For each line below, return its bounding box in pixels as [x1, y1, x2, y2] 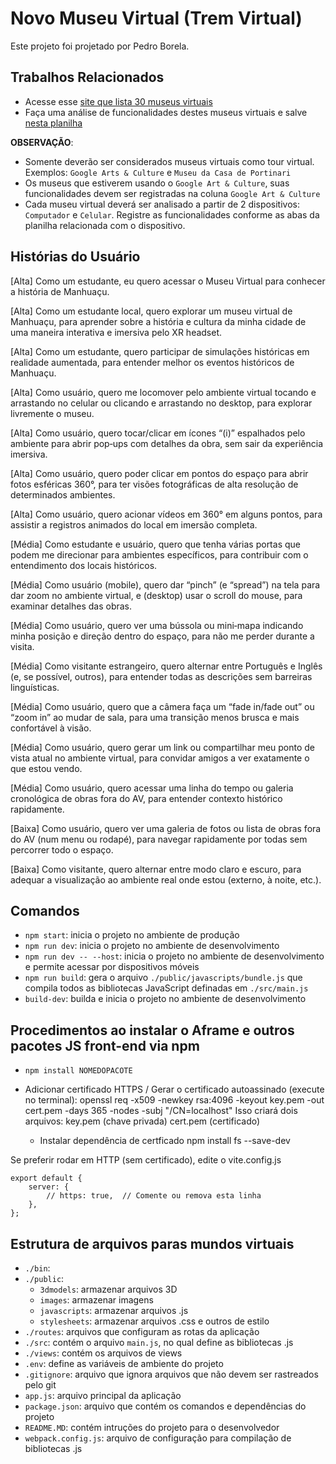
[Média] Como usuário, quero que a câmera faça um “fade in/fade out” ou [10, 700, 315, 712]
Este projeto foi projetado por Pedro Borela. [10, 40, 190, 52]
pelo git [24, 1379, 57, 1391]
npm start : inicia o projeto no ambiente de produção [24, 929, 240, 941]
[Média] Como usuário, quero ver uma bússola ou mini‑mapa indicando [10, 619, 304, 631]
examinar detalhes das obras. [10, 600, 133, 612]
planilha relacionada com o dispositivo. [24, 219, 186, 231]
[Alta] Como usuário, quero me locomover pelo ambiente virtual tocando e [10, 386, 317, 398]
